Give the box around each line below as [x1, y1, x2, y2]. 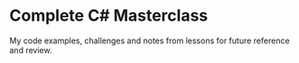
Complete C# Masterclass [9, 5, 209, 26]
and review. [9, 44, 52, 55]
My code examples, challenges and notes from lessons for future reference [9, 35, 291, 46]
